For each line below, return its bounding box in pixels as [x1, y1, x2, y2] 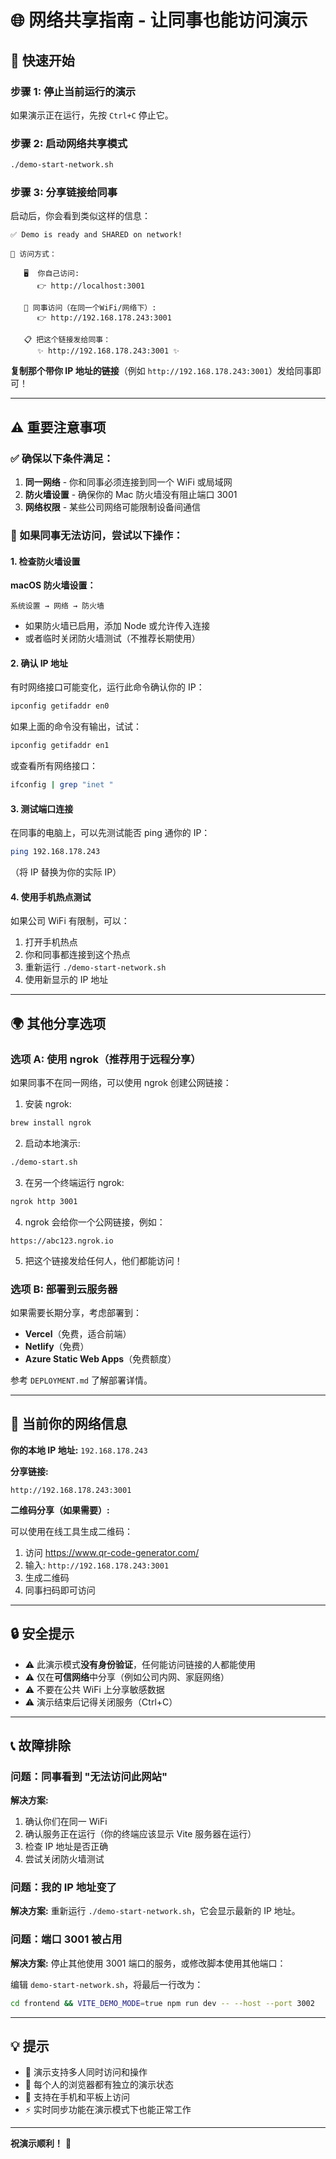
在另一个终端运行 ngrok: [24, 1176, 125, 1188]
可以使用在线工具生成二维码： [10, 1525, 133, 1537]
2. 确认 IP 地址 [10, 657, 69, 669]
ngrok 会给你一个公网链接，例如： [24, 1216, 166, 1228]
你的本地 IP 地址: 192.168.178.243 [10, 1444, 148, 1456]
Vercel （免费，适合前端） [24, 1327, 132, 1340]
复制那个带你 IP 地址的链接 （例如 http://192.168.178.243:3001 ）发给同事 [10, 365, 313, 377]
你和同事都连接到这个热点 [24, 949, 131, 961]
